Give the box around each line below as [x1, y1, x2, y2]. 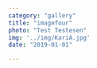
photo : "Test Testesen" [8, 26, 87, 34]
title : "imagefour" [8, 19, 73, 27]
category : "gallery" [8, 11, 77, 20]
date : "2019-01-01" [8, 41, 73, 49]
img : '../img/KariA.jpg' [8, 33, 91, 42]
